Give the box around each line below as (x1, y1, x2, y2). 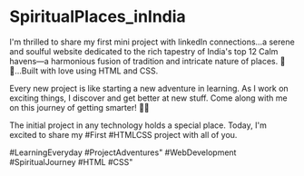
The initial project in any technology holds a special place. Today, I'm (9, 120, 268, 131)
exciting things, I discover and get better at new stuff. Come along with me (9, 93, 288, 103)
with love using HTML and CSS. (40, 65, 159, 76)
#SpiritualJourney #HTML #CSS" (9, 156, 133, 167)
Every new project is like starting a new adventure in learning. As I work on (9, 83, 289, 93)
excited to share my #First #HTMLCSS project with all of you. (9, 129, 238, 140)
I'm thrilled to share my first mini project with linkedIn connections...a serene (9, 36, 295, 47)
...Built (9, 65, 39, 76)
